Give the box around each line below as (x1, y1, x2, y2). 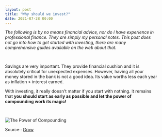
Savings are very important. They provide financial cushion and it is (5, 63, 140, 69)
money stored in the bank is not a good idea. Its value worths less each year (5, 74, 158, 80)
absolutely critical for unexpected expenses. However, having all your (5, 69, 144, 75)
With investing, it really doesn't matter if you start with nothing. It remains (5, 88, 152, 94)
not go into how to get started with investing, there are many (5, 40, 126, 46)
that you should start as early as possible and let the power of (5, 93, 132, 99)
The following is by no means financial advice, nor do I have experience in (5, 30, 154, 35)
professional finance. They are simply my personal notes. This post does (5, 34, 151, 40)
